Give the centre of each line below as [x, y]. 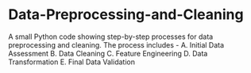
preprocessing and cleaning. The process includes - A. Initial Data [116, 44]
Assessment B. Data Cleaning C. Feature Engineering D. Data [108, 53]
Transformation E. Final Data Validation [71, 62]
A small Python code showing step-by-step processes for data [111, 36]
